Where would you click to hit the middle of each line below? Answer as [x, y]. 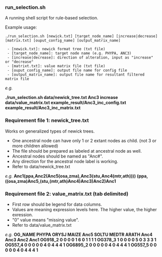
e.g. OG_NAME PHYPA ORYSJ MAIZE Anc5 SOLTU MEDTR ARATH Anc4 [79, 234]
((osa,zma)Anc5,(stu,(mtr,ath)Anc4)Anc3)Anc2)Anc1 [61, 181]
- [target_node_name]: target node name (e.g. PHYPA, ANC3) [69, 53]
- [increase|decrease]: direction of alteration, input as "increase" [80, 58]
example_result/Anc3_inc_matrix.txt [43, 108]
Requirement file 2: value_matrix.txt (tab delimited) [67, 194]
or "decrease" [19, 62]
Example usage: [21, 27]
